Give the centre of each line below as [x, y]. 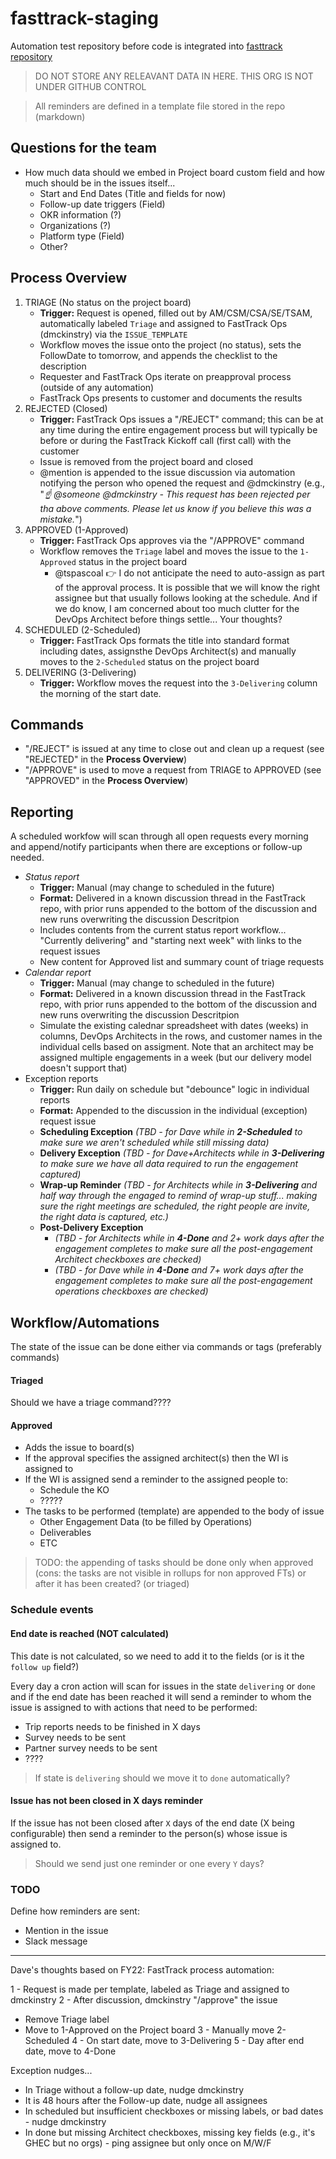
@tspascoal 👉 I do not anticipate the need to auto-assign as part [189, 573]
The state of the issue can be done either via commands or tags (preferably [166, 1346]
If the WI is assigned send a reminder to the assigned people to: [156, 1479]
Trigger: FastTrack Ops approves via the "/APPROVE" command [172, 540]
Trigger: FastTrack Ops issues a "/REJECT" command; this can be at [181, 419]
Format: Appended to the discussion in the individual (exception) [173, 1111]
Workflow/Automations [85, 1322]
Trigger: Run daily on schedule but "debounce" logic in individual [174, 1089]
